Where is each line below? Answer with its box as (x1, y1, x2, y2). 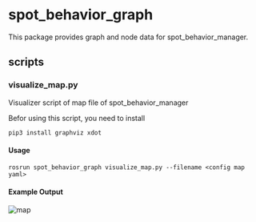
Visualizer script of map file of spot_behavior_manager (8, 98, 189, 107)
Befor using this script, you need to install (8, 113, 146, 123)
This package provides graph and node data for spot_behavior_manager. (8, 32, 249, 42)
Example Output (8, 187, 64, 197)
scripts (8, 55, 44, 69)
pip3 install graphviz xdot (8, 128, 102, 137)
